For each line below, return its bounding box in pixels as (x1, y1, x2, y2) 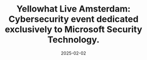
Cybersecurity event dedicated (8, 14, 139, 25)
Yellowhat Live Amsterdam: (16, 3, 131, 15)
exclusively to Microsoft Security (4, 24, 143, 35)
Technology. (47, 34, 100, 45)
